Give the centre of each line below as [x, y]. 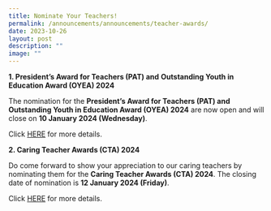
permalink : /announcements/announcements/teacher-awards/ [108, 24]
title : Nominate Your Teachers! [63, 16]
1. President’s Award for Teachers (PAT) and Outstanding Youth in [121, 77]
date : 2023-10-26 [38, 31]
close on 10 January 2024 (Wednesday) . [78, 118]
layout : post [30, 39]
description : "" [36, 46]
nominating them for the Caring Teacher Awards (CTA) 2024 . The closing [133, 174]
